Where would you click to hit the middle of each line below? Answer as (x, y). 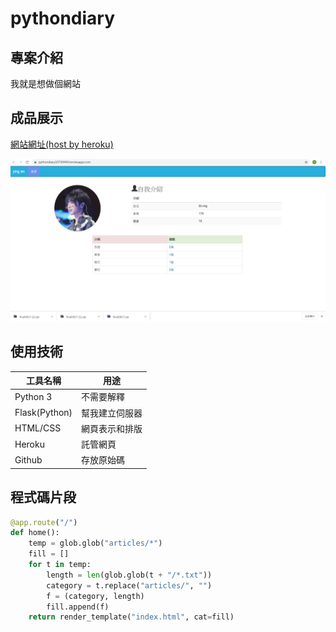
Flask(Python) (43, 412)
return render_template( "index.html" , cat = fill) (131, 617)
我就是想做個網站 (45, 83)
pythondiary (63, 18)
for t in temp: (60, 565)
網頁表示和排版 (112, 428)
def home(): (35, 533)
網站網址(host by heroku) (62, 144)
